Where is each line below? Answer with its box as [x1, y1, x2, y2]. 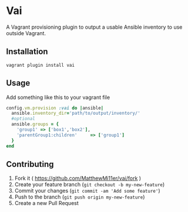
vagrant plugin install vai [6, 62, 75, 68]
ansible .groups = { [11, 121, 59, 127]
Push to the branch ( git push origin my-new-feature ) [14, 193, 145, 200]
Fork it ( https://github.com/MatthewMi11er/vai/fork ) [14, 175, 142, 182]
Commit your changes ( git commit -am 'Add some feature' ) [14, 187, 160, 194]
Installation [6, 47, 48, 57]
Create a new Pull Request [14, 200, 79, 207]
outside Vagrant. [6, 29, 46, 36]
